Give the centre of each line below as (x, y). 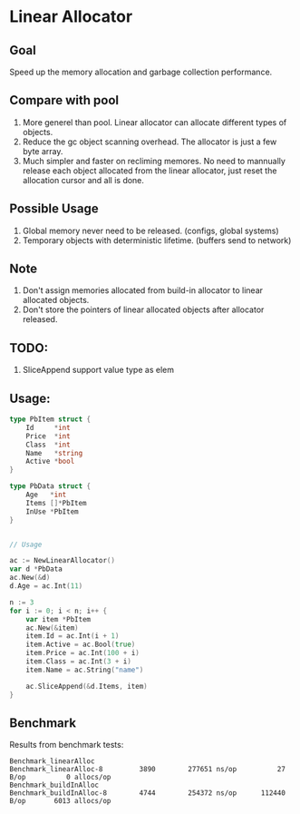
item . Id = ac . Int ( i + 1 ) (73, 636)
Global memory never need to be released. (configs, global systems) (150, 230)
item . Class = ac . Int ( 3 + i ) (78, 662)
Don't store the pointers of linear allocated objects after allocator (143, 309)
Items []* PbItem (57, 503)
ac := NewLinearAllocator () (63, 561)
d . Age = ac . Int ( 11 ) (46, 586)
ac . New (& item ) (52, 628)
